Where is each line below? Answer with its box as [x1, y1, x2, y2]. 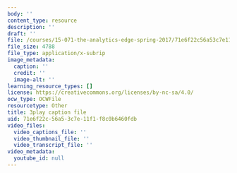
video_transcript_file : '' [13, 142, 93, 149]
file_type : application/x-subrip [7, 50, 106, 57]
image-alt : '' [13, 76, 55, 83]
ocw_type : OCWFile [7, 96, 61, 103]
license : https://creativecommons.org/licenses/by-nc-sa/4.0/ [7, 89, 194, 96]
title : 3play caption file [7, 109, 87, 116]
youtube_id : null [13, 155, 65, 162]
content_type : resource [7, 17, 78, 24]
